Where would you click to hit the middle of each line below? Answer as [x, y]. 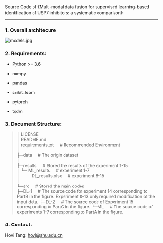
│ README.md [32, 139]
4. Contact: [19, 224]
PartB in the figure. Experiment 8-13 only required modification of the [86, 196]
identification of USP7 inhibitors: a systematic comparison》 [64, 13]
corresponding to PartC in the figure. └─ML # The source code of [85, 206]
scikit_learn [24, 92]
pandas [20, 83]
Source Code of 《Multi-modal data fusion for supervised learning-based [77, 7]
